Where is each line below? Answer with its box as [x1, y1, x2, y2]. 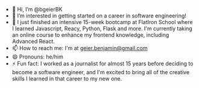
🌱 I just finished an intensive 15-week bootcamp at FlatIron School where [11, 19, 193, 25]
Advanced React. [11, 38, 55, 45]
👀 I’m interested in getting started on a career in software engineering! [11, 12, 187, 19]
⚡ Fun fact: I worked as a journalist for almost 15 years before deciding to [11, 60, 194, 67]
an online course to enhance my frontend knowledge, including [11, 31, 169, 39]
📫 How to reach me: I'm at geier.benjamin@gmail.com [11, 45, 148, 51]
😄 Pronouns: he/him [11, 53, 63, 60]
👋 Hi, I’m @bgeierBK [11, 6, 63, 13]
